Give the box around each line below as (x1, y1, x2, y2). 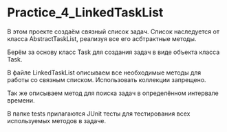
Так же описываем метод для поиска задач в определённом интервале (7, 89, 219, 97)
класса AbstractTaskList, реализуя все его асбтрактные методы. (7, 34, 197, 42)
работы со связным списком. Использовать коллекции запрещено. (7, 75, 206, 83)
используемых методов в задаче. (7, 116, 107, 124)
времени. (7, 96, 36, 104)
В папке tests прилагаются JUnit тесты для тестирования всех (7, 109, 191, 118)
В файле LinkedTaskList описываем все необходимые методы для (7, 68, 202, 77)
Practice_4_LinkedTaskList (7, 5, 164, 21)
